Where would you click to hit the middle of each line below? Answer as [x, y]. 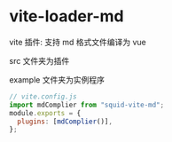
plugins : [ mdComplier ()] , [65, 122]
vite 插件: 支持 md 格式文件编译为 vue [78, 42]
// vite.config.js [43, 96]
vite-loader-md [66, 16]
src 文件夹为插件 [39, 60]
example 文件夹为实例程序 [57, 79]
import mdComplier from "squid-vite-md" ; [87, 105]
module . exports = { [45, 113]
